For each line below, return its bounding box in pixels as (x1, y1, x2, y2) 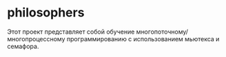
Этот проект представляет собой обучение (7, 27, 135, 36)
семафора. (7, 42, 39, 50)
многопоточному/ (136, 27, 188, 36)
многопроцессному (7, 34, 65, 43)
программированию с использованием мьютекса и (66, 34, 220, 43)
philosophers (7, 5, 85, 21)
